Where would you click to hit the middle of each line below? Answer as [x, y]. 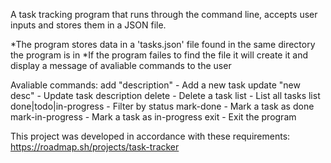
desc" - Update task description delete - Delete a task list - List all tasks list [165, 95]
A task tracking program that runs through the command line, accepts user [164, 14]
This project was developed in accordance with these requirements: [150, 136]
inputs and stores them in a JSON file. [88, 25]
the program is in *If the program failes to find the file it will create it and [159, 55]
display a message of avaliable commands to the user [121, 65]
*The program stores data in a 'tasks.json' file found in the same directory [163, 44]
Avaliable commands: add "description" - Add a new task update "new [155, 85]
